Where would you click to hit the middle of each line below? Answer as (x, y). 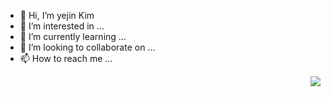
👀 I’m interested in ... (62, 26)
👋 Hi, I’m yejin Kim (57, 15)
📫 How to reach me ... (66, 58)
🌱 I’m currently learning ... (73, 36)
